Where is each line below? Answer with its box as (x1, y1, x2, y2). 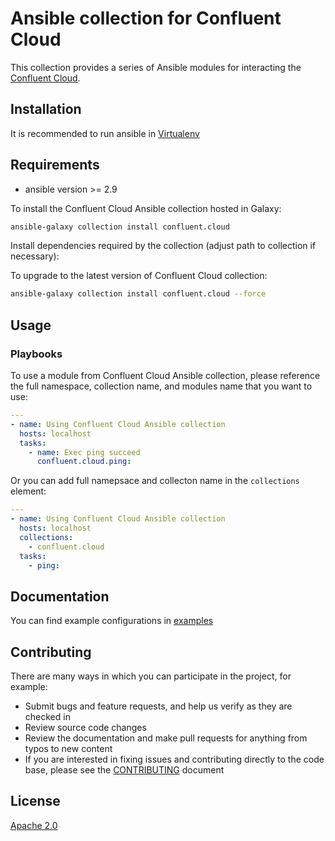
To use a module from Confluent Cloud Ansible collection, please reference (10, 370, 321, 381)
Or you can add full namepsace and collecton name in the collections (10, 475, 300, 487)
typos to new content (24, 743, 113, 754)
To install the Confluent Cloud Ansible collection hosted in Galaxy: (10, 202, 282, 214)
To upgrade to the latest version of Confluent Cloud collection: (10, 270, 268, 282)
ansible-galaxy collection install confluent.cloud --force (10, 289, 267, 299)
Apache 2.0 (10, 819, 58, 831)
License (10, 793, 61, 810)
